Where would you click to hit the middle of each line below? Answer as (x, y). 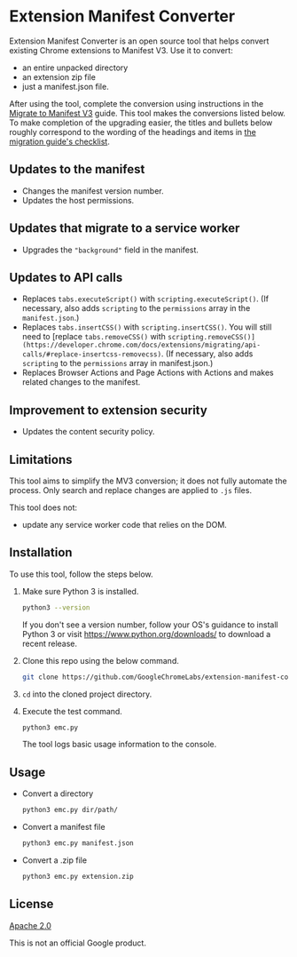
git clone (40, 677)
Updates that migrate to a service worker (125, 228)
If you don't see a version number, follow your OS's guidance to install (150, 625)
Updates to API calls (66, 277)
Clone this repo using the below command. (100, 660)
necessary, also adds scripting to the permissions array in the (136, 308)
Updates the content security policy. (88, 432)
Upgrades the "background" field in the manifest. (110, 250)
